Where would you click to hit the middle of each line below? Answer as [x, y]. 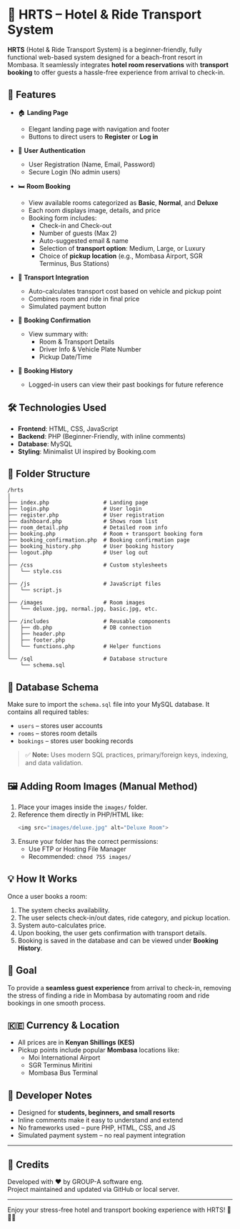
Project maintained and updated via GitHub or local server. [94, 1189]
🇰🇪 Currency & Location [64, 1025]
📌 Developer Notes [50, 1095]
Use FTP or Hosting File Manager [77, 849]
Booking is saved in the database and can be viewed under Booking [118, 940]
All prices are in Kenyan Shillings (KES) [76, 1043]
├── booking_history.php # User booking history [91, 547]
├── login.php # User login [75, 509]
